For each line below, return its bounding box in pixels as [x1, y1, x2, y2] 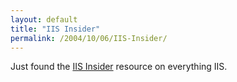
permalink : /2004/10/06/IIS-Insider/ [10, 33, 168, 43]
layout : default [10, 14, 78, 25]
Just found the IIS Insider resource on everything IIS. [10, 61, 228, 73]
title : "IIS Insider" [10, 24, 101, 34]
